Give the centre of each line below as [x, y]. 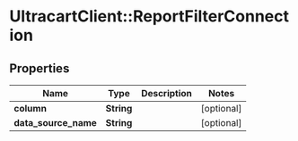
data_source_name [55, 123]
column [31, 108]
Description [167, 93]
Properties [39, 68]
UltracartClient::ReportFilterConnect [149, 17]
